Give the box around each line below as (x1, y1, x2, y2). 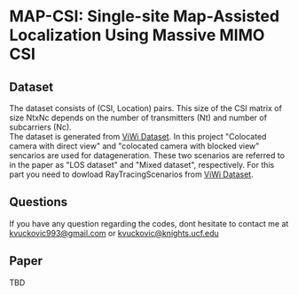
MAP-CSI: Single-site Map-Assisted (9, 6, 280, 27)
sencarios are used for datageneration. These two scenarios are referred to (9, 150, 286, 161)
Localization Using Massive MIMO (9, 25, 265, 45)
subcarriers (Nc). (9, 122, 73, 132)
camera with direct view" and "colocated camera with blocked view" (9, 140, 260, 151)
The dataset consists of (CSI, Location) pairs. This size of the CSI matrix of (9, 103, 282, 113)
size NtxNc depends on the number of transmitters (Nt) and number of (9, 113, 268, 123)
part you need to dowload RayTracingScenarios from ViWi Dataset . (9, 169, 255, 179)
